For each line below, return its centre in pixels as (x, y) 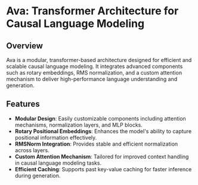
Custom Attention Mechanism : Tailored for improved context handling (102, 156)
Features (23, 104)
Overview (25, 46)
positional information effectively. (56, 137)
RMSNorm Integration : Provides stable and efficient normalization (96, 144)
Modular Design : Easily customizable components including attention (100, 118)
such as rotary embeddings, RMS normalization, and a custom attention (94, 73)
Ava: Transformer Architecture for (92, 11)
